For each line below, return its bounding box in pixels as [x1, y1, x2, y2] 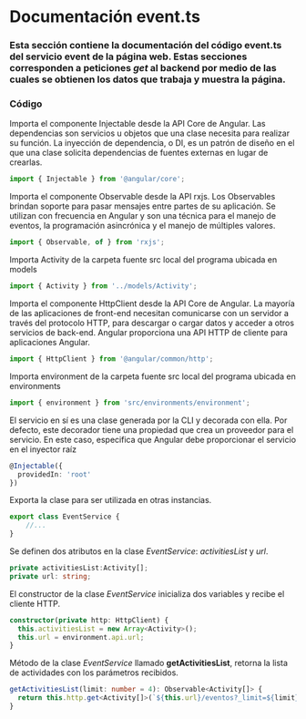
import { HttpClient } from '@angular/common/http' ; [9, 354, 214, 364]
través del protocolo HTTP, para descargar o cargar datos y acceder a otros [9, 317, 294, 329]
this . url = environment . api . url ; [17, 632, 145, 642]
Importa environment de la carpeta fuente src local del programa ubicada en [9, 371, 296, 382]
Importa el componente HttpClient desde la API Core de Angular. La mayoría [9, 298, 295, 309]
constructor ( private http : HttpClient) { [9, 615, 169, 625]
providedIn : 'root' [17, 469, 92, 479]
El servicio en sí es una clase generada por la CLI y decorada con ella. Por [9, 415, 288, 426]
